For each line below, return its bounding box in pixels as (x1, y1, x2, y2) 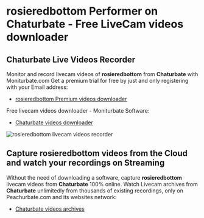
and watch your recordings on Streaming (6, 158, 165, 168)
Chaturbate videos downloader (15, 119, 93, 126)
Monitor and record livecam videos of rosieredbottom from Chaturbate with (6, 71, 199, 77)
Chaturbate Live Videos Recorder (6, 54, 136, 65)
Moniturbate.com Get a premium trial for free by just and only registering (6, 77, 189, 84)
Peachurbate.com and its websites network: (6, 193, 117, 200)
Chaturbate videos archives (15, 205, 85, 213)
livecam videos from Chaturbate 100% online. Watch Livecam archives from (6, 180, 198, 188)
